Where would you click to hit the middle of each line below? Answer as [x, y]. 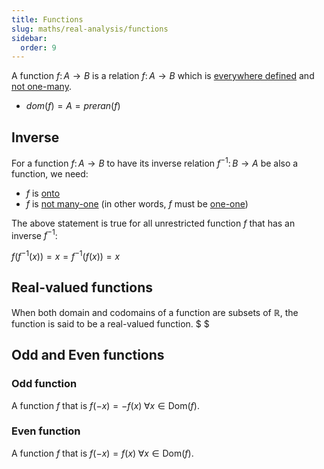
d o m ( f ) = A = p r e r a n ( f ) [73, 106]
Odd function [44, 384]
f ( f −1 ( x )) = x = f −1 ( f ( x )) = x [66, 256]
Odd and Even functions [88, 355]
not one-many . [41, 87]
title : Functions [47, 19]
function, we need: [50, 173]
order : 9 [38, 47]
